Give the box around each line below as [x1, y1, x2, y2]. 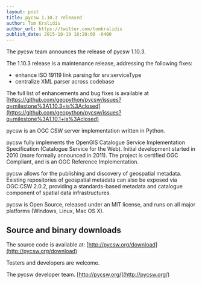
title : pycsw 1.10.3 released [6, 15, 83, 21]
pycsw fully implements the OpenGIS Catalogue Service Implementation [6, 139, 186, 146]
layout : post [6, 8, 39, 15]
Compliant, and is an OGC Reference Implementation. [6, 158, 139, 165]
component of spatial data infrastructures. [6, 189, 112, 197]
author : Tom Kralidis [6, 20, 61, 26]
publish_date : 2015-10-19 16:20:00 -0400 [6, 31, 112, 38]
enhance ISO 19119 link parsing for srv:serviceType [14, 71, 142, 79]
